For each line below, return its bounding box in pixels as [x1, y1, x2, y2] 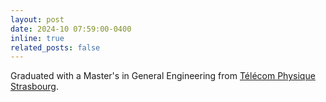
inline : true [10, 33, 65, 43]
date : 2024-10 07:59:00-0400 [10, 24, 132, 34]
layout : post [10, 14, 65, 25]
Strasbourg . [10, 81, 59, 93]
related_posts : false [10, 42, 101, 53]
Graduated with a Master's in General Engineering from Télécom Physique [10, 70, 316, 82]
